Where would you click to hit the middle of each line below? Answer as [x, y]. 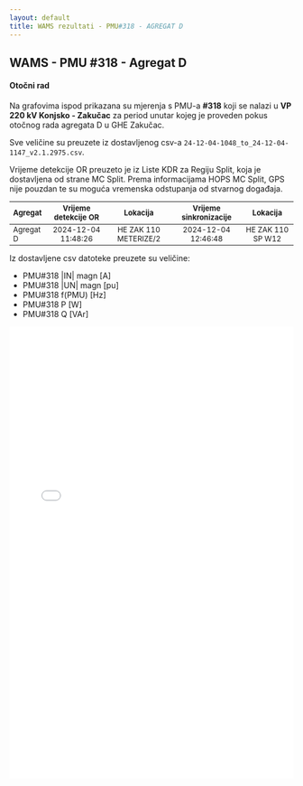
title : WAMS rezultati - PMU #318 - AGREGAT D [96, 26]
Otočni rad [29, 86]
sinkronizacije [207, 217]
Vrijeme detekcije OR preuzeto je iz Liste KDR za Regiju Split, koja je [135, 170]
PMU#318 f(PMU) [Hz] [64, 295]
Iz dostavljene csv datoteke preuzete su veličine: [100, 258]
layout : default [40, 18]
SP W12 [267, 239]
